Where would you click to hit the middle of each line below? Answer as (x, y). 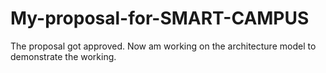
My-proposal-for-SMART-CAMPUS (160, 18)
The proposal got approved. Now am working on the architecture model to (163, 46)
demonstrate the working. (63, 56)
